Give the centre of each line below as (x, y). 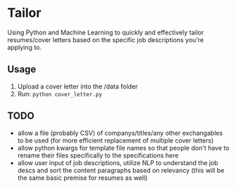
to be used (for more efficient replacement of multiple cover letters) (116, 140)
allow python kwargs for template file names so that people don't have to (123, 148)
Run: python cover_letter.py (60, 93)
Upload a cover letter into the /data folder (77, 86)
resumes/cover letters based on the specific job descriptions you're (106, 39)
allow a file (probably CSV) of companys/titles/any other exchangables (120, 133)
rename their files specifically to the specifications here (98, 155)
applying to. (25, 47)
